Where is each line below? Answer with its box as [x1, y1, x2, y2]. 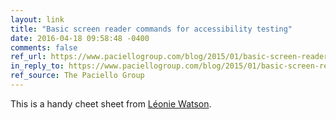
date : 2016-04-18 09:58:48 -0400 [10, 33, 150, 43]
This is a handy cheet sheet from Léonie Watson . [10, 97, 212, 110]
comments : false [10, 42, 78, 53]
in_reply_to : [10, 61, 65, 71]
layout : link [10, 14, 65, 25]
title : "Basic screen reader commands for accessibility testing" [10, 24, 293, 34]
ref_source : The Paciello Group [10, 71, 145, 81]
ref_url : [10, 52, 47, 62]
